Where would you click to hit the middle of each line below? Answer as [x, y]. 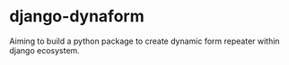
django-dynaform [77, 16]
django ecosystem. [45, 50]
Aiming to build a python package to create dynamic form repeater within [144, 41]
